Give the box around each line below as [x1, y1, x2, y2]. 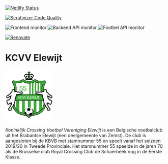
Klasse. [5, 154, 21, 160]
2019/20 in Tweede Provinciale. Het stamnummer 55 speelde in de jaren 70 [5, 143, 163, 149]
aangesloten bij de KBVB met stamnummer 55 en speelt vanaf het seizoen [5, 138, 161, 144]
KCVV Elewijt [5, 52, 63, 63]
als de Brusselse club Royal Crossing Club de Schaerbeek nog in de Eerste [5, 148, 162, 154]
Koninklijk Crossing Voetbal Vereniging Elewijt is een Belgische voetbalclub [5, 127, 163, 133]
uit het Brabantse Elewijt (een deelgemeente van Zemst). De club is [5, 132, 146, 138]
